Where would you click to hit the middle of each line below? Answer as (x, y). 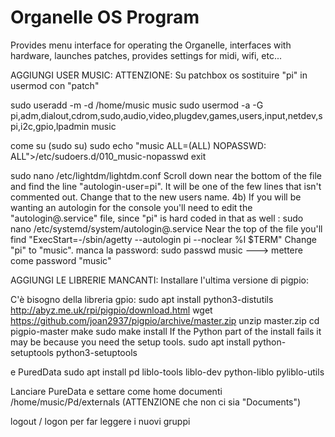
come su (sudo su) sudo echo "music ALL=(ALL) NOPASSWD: (138, 145)
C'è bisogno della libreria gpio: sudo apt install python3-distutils (142, 299)
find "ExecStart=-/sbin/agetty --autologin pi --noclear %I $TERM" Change (163, 239)
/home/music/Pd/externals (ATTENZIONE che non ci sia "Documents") (156, 402)
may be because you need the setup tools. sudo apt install (130, 342)
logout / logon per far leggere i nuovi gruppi (100, 421)
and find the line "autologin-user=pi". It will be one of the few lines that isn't (166, 186)
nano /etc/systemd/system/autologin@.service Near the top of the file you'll (166, 228)
